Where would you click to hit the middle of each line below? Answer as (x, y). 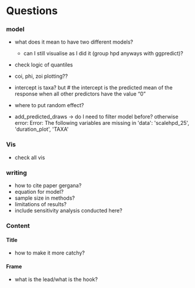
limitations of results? (40, 204)
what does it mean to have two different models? (74, 42)
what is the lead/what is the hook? (56, 279)
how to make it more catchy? (50, 253)
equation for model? (39, 192)
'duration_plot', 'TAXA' (42, 129)
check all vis (30, 157)
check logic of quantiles (44, 65)
